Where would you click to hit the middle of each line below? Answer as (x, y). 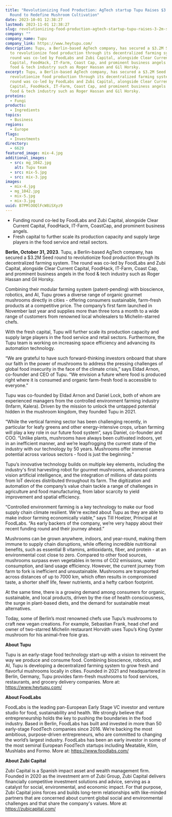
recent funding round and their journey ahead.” (55, 528)
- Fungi (18, 101)
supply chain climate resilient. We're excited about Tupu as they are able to (84, 512)
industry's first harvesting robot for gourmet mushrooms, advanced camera (85, 469)
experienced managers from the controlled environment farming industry (82, 401)
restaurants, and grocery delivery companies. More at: (63, 682)
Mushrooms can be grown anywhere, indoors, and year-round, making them (86, 539)
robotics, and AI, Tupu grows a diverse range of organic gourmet (74, 294)
